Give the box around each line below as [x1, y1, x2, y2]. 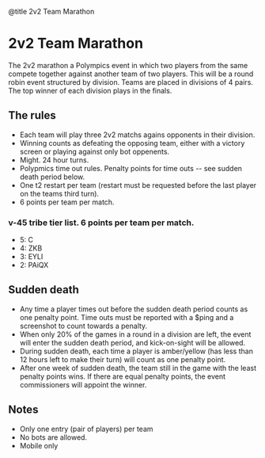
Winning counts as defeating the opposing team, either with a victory [19, 138, 245, 147]
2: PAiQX [19, 261, 49, 270]
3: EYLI [19, 252, 44, 261]
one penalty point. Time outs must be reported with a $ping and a [19, 312, 234, 322]
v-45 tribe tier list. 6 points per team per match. [8, 217, 195, 228]
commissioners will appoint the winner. [19, 380, 147, 389]
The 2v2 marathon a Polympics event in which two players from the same [8, 60, 248, 70]
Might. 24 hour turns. [19, 155, 89, 165]
